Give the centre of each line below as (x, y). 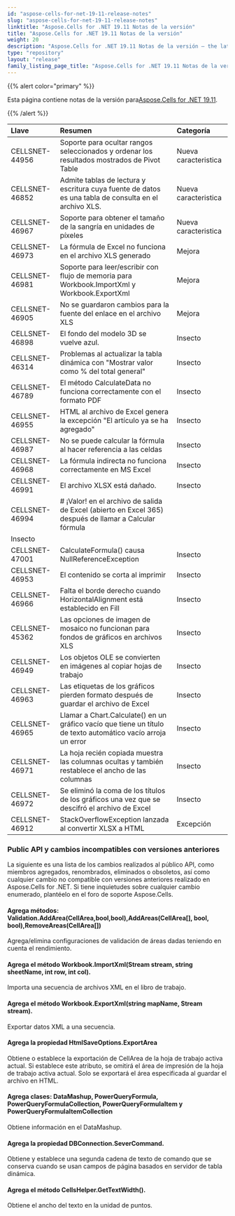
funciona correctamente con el (111, 392)
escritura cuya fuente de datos (110, 189)
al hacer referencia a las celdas (111, 449)
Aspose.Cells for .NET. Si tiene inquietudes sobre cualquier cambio (104, 887)
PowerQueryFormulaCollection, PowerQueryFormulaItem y (95, 1104)
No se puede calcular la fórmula (112, 441)
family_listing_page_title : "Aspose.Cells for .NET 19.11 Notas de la (112, 66)
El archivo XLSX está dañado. (108, 485)
